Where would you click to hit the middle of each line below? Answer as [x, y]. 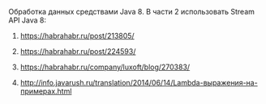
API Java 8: [28, 20]
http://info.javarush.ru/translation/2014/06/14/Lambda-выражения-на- [139, 83]
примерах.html [46, 91]
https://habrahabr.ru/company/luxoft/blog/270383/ [105, 67]
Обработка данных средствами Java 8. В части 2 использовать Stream [132, 12]
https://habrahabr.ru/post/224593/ [78, 51]
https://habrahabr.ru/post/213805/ [77, 36]
